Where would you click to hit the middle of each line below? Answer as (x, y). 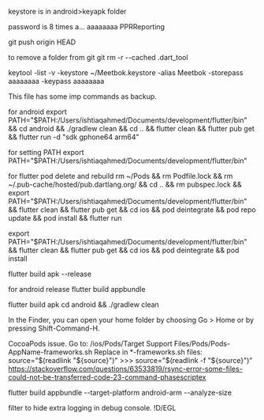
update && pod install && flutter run (65, 218)
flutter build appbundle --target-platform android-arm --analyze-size (120, 392)
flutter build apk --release (50, 274)
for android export (37, 112)
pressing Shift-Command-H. (54, 328)
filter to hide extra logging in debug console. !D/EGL (92, 408)
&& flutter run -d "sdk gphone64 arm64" (74, 137)
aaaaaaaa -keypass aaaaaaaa (56, 81)
